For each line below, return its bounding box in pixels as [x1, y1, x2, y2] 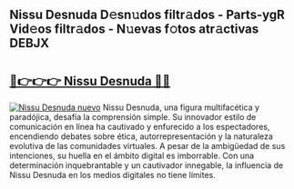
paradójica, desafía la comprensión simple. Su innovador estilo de [9, 112, 257, 122]
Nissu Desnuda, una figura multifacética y [102, 102, 260, 113]
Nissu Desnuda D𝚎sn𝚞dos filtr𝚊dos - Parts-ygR [9, 7, 285, 23]
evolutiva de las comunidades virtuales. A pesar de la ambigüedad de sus [9, 141, 286, 151]
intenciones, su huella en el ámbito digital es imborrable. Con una [9, 150, 255, 161]
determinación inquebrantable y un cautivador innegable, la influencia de [9, 160, 284, 171]
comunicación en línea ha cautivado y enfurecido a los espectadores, [9, 122, 270, 132]
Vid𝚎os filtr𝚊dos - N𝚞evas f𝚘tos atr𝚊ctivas [9, 22, 259, 37]
